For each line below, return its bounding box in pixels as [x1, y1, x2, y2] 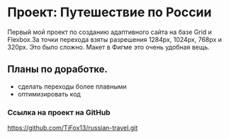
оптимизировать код [17, 89, 82, 98]
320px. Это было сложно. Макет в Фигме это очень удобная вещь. [7, 43, 211, 51]
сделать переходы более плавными [17, 82, 127, 91]
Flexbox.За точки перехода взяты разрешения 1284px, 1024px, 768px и [7, 35, 222, 43]
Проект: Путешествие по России [7, 4, 212, 21]
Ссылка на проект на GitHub [7, 107, 111, 117]
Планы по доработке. [7, 63, 108, 75]
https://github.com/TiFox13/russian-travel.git [7, 123, 138, 132]
